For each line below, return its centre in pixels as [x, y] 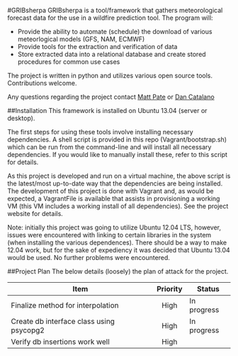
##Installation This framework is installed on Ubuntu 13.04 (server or [107, 110]
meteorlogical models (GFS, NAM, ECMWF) [81, 39]
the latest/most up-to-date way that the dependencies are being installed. [115, 183]
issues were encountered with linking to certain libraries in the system [109, 235]
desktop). [21, 118]
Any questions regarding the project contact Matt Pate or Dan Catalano [111, 97]
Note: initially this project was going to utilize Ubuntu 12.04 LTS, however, [114, 227]
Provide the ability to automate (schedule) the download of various [115, 32]
